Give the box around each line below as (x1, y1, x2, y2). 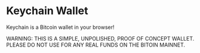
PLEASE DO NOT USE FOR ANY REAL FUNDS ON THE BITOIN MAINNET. (6, 41, 185, 48)
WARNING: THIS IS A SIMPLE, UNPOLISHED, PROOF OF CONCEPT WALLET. (6, 35, 195, 42)
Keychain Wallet (6, 4, 88, 18)
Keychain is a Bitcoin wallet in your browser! (6, 24, 115, 31)
